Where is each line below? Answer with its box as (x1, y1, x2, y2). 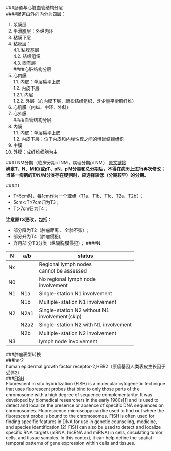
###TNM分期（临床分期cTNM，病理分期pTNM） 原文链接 (6, 160, 126, 165)
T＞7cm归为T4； (13, 205, 49, 212)
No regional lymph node (39, 276, 96, 282)
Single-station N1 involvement (39, 290, 112, 297)
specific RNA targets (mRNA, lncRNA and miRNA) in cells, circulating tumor (6, 429, 163, 435)
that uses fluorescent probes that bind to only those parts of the (6, 386, 140, 392)
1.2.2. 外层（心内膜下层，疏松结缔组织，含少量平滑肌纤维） (13, 98, 137, 104)
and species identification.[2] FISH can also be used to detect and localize (6, 424, 161, 430)
